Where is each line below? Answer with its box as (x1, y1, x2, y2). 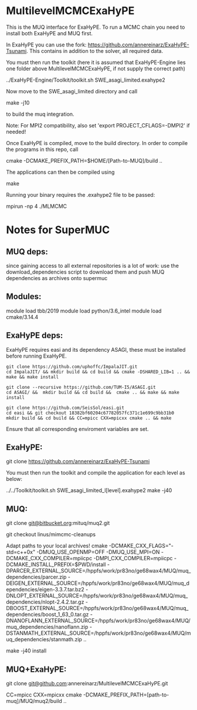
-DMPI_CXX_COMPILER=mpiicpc (93, 555, 173, 562)
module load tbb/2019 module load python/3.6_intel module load (6, 307, 162, 314)
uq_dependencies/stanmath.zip (6, 636, 82, 643)
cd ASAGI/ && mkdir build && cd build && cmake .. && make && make (6, 389, 180, 395)
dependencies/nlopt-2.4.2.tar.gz (6, 598, 84, 605)
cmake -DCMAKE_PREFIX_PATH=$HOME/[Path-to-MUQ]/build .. (6, 157, 163, 164)
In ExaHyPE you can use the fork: (6, 41, 87, 48)
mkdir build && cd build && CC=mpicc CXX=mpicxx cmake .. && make (6, 415, 172, 421)
